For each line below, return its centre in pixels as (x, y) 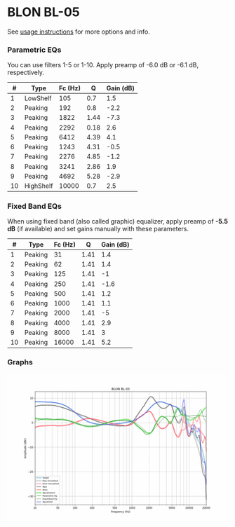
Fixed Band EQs (34, 206)
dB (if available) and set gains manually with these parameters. (98, 229)
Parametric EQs (34, 50)
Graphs (20, 362)
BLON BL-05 (44, 12)
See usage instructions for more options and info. (79, 32)
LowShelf (38, 98)
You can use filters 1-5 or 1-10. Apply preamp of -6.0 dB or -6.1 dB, (103, 65)
